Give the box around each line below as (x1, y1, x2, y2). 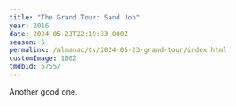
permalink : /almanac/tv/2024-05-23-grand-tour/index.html (9, 46, 227, 55)
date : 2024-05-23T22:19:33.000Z (9, 29, 128, 38)
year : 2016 (9, 21, 49, 30)
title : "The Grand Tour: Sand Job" (9, 12, 141, 22)
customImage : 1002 (9, 54, 77, 63)
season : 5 (9, 37, 46, 47)
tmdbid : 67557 (9, 63, 62, 72)
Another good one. (9, 86, 78, 97)
